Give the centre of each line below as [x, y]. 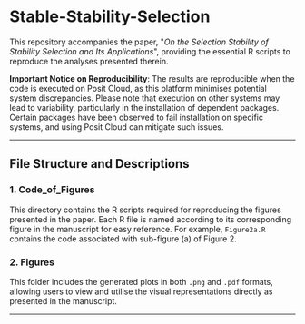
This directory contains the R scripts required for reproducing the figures [145, 210]
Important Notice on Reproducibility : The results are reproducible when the [152, 78]
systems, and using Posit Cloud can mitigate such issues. [117, 127]
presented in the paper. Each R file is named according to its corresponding [151, 219]
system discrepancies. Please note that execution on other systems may [145, 98]
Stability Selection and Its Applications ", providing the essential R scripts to [150, 51]
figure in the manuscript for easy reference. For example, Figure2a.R [138, 229]
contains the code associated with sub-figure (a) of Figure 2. [123, 239]
